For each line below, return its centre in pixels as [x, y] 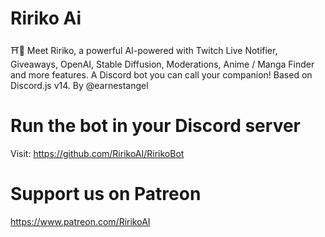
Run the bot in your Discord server [155, 126]
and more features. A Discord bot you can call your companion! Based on [161, 74]
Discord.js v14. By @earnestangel [79, 85]
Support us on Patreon [106, 194]
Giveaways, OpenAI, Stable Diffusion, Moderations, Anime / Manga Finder [162, 64]
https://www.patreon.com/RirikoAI [80, 221]
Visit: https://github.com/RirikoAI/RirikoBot [97, 153]
